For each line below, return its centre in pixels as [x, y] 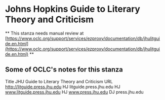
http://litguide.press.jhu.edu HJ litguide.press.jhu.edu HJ [63, 87]
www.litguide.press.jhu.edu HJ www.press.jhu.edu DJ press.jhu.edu [74, 92]
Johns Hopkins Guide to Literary [73, 9]
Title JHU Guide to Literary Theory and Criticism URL [59, 81]
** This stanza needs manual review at [44, 33]
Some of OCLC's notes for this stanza [64, 70]
